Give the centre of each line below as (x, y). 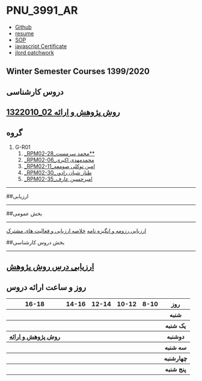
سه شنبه (176, 347)
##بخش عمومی (24, 213)
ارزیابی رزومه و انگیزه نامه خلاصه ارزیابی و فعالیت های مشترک (76, 230)
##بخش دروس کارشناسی (35, 242)
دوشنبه (176, 337)
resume (24, 33)
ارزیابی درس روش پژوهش (50, 267)
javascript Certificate (41, 46)
